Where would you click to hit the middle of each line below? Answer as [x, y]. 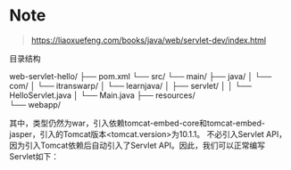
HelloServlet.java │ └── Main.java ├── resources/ [102, 95]
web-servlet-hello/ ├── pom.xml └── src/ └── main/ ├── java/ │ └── [141, 76]
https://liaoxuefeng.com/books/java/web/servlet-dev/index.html [148, 40]
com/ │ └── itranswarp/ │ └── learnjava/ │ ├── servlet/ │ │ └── [131, 85]
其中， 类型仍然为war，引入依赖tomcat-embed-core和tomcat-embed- [137, 123]
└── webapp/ [35, 104]
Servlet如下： [34, 156]
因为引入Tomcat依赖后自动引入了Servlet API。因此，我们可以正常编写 [137, 145]
